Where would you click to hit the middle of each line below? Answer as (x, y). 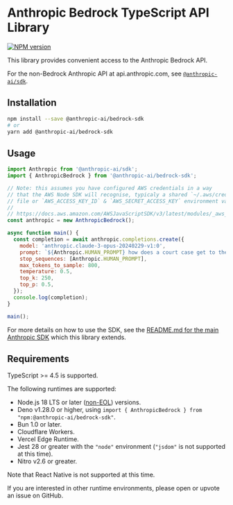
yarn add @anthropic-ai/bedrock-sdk (60, 132)
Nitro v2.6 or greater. (47, 461)
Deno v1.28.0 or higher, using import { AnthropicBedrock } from (110, 410)
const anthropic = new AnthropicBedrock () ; (71, 221)
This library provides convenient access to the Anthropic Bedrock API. (107, 60)
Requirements (38, 359)
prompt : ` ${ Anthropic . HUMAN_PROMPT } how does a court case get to (118, 252)
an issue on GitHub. (35, 496)
